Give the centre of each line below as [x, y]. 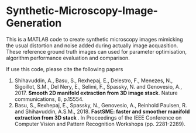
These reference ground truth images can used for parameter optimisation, [97, 51]
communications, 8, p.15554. [49, 99]
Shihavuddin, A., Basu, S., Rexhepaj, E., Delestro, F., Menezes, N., [94, 80]
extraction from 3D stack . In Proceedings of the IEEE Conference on [98, 117]
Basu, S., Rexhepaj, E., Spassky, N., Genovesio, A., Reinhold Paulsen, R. [101, 105]
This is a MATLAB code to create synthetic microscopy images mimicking [94, 39]
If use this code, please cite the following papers [65, 69]
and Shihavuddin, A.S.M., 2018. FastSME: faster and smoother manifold [102, 111]
